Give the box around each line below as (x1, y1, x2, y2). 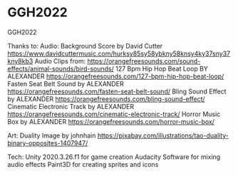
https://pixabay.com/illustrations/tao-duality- (97, 131, 229, 140)
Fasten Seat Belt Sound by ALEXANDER (7, 79, 124, 88)
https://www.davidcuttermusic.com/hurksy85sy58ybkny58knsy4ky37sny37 (7, 49, 230, 58)
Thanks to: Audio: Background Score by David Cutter (7, 41, 163, 50)
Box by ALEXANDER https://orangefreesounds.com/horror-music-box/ (7, 117, 215, 125)
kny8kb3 (7, 56, 33, 65)
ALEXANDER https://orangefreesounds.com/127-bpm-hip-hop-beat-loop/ (7, 72, 224, 81)
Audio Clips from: (34, 56, 86, 65)
